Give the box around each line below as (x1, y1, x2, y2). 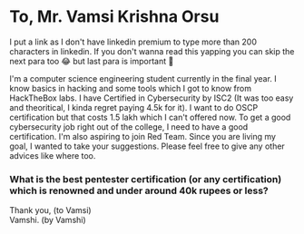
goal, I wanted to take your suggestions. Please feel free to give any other (9, 141, 286, 151)
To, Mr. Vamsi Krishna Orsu (9, 6, 220, 27)
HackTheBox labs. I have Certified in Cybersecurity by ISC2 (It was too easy (9, 93, 294, 103)
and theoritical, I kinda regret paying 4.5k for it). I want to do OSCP (9, 102, 259, 112)
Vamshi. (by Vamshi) (9, 215, 86, 226)
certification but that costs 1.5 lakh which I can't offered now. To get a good (9, 112, 291, 122)
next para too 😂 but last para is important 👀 (9, 55, 174, 66)
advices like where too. (9, 150, 96, 161)
